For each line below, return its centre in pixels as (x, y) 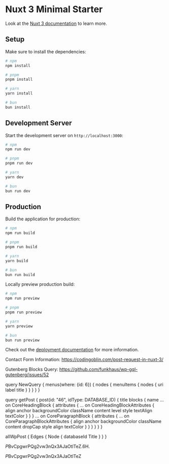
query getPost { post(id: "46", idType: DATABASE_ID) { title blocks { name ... (84, 400)
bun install (18, 107)
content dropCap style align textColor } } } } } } (54, 427)
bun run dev (18, 191)
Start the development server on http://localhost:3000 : (64, 135)
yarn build (17, 261)
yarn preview (19, 326)
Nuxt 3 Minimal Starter (54, 9)
